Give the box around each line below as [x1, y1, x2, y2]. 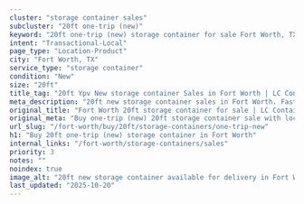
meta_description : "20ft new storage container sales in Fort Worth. [9, 97, 278, 107]
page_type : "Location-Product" [9, 47, 128, 56]
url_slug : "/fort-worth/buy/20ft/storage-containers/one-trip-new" [9, 123, 270, 132]
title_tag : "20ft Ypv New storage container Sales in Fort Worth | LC [9, 88, 281, 97]
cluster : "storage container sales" [9, 13, 147, 23]
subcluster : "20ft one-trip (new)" [9, 22, 144, 31]
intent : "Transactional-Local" [9, 38, 128, 48]
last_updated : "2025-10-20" [9, 181, 116, 190]
